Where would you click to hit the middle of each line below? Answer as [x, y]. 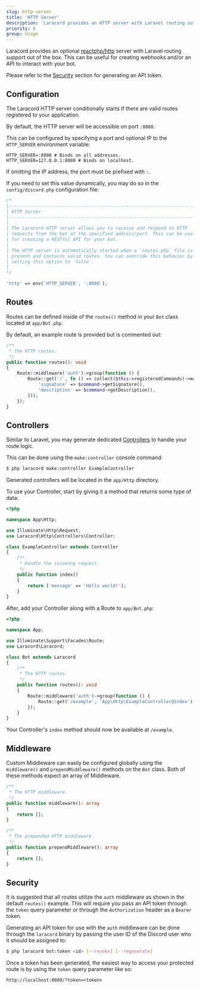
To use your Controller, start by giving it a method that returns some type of [99, 492]
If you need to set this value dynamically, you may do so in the [82, 183]
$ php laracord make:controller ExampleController [70, 469]
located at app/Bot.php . [35, 323]
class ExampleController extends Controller [62, 547]
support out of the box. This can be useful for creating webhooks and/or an [99, 57]
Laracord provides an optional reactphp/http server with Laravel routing [94, 51]
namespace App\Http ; [32, 520]
